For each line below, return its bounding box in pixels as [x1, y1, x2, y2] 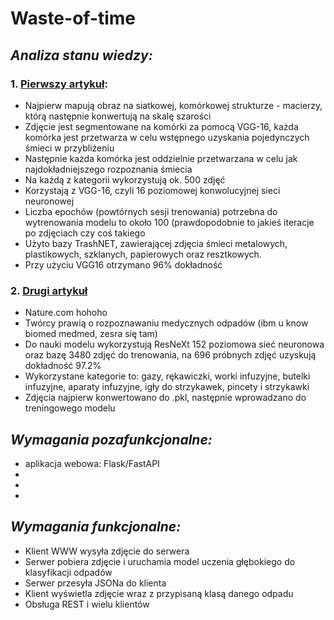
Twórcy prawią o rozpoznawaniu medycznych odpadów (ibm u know [24, 317, 309, 329]
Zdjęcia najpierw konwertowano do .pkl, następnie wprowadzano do [24, 392, 307, 404]
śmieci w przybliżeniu [24, 142, 115, 154]
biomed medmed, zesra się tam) [24, 328, 158, 340]
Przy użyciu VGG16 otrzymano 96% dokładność [24, 258, 223, 271]
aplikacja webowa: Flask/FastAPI [24, 457, 160, 469]
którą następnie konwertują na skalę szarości [24, 110, 212, 122]
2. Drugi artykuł [10, 283, 88, 297]
